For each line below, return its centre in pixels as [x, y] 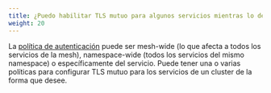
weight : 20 [27, 23]
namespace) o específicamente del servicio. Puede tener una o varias [125, 63]
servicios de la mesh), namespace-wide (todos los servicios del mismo [126, 55]
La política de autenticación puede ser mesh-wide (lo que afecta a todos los [135, 46]
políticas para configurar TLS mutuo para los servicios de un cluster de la [130, 71]
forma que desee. [38, 80]
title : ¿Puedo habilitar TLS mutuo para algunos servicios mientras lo [131, 16]
